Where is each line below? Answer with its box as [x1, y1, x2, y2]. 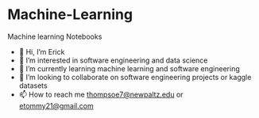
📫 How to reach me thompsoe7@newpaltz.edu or [18, 89, 184, 99]
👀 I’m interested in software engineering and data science [18, 55, 208, 65]
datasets [18, 81, 48, 90]
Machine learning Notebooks [7, 32, 102, 41]
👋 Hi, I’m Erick [18, 47, 65, 56]
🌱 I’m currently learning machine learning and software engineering [18, 63, 240, 73]
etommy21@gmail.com [18, 101, 94, 110]
